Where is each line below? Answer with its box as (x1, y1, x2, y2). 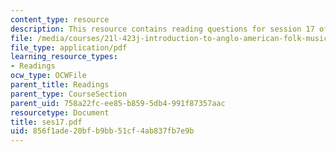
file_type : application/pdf (10, 42, 128, 53)
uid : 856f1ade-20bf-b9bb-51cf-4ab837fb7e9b (10, 126, 195, 136)
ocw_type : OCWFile (10, 71, 87, 81)
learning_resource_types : (10, 52, 118, 62)
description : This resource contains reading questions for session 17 (10, 24, 315, 34)
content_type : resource (10, 14, 110, 25)
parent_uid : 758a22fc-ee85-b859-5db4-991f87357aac (10, 98, 226, 108)
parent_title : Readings (10, 80, 110, 90)
